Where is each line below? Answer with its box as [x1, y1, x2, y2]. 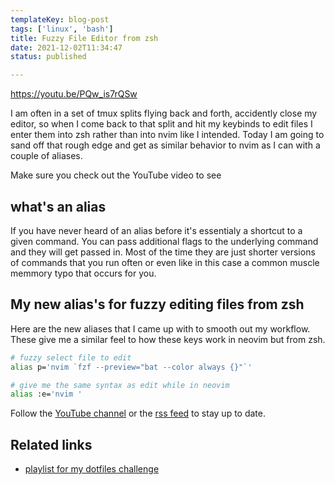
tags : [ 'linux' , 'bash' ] [10, 24, 114, 34]
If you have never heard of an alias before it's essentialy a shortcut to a [10, 224, 303, 236]
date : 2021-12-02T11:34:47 [10, 42, 123, 53]
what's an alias [10, 198, 107, 215]
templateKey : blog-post [10, 14, 110, 25]
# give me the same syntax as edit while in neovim [10, 380, 230, 390]
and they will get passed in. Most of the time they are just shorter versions [10, 246, 316, 258]
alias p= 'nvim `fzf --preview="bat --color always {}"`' [10, 362, 253, 372]
